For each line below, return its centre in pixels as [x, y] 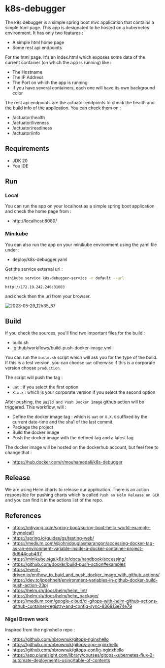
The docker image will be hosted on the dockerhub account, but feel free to [82, 447]
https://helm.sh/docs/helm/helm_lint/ [50, 590]
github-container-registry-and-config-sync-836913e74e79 [72, 606]
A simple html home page [38, 42]
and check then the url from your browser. [48, 296]
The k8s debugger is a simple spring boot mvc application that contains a [80, 22]
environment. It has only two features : [44, 33]
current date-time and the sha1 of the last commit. [63, 422]
